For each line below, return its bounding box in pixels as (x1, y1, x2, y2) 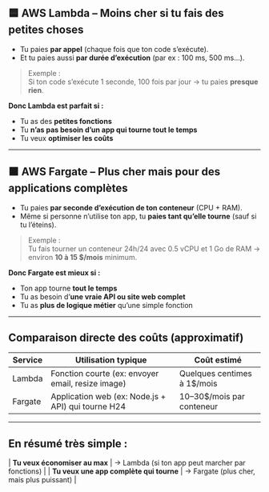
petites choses (8, 23, 84, 37)
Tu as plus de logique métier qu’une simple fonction (19, 300, 194, 310)
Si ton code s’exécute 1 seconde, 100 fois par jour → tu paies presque (27, 77, 259, 86)
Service (12, 354, 43, 366)
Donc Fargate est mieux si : (8, 267, 101, 278)
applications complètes (8, 182, 128, 195)
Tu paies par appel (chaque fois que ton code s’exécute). (19, 44, 209, 54)
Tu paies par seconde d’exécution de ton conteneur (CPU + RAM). (19, 202, 243, 212)
